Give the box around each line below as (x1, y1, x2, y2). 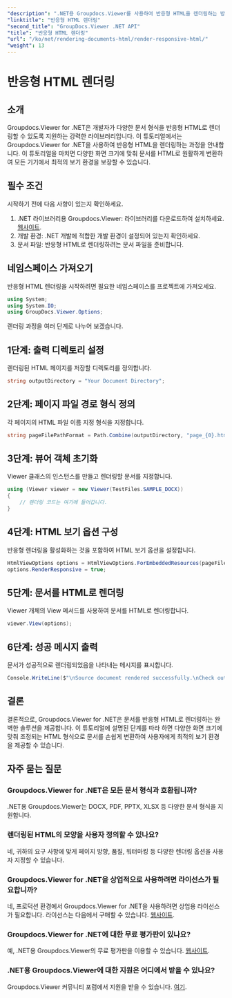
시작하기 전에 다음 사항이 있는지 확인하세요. (7, 200, 124, 208)
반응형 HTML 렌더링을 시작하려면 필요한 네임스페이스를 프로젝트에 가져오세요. (7, 282, 216, 290)
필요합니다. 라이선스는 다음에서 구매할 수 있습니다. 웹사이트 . (14, 910, 175, 919)
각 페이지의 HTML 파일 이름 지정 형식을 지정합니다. (7, 418, 144, 426)
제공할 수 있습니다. (14, 740, 64, 749)
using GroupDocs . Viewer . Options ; (7, 309, 104, 316)
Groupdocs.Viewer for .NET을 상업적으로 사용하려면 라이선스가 (7, 874, 211, 884)
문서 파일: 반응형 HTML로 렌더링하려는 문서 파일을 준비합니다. (17, 240, 184, 249)
